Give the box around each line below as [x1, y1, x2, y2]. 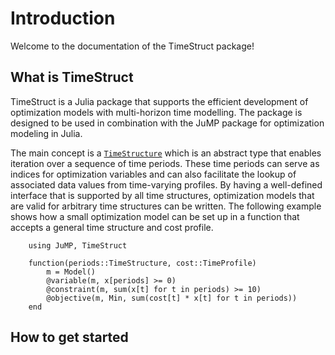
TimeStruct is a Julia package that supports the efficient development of [10, 95, 309, 107]
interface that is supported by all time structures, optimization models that [10, 189, 315, 201]
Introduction [10, 7, 116, 30]
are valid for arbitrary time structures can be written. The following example [10, 200, 322, 212]
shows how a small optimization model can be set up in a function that [10, 210, 300, 222]
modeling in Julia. [10, 127, 83, 139]
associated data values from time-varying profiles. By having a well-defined [10, 178, 323, 191]
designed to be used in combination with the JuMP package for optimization [10, 117, 325, 129]
